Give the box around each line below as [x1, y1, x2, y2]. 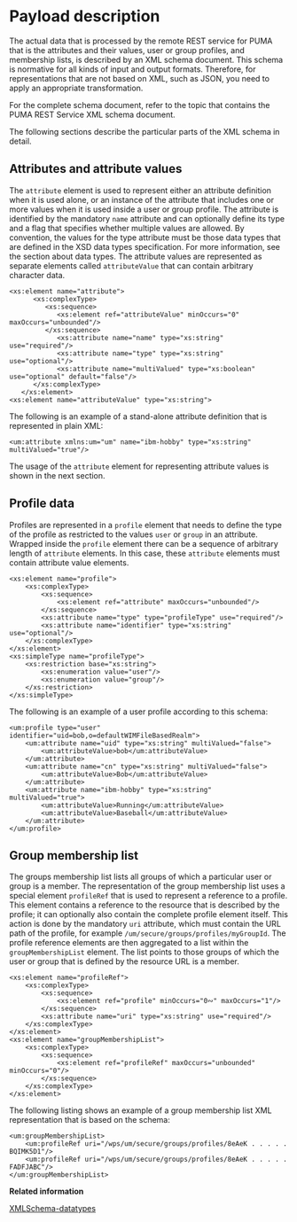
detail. [9, 136, 33, 146]
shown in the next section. [9, 470, 106, 480]
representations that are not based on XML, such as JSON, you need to [9, 73, 270, 83]
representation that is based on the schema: [9, 1115, 171, 1125]
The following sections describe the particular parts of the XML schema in [9, 126, 280, 136]
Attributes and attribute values [9, 161, 183, 176]
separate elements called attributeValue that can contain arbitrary [9, 260, 254, 271]
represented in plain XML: [9, 420, 104, 431]
